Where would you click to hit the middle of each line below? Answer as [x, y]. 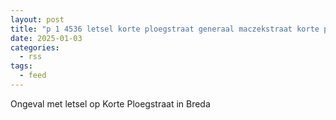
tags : [21, 66]
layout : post [37, 19]
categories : [35, 47]
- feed [33, 76]
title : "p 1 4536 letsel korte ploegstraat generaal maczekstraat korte [165, 29]
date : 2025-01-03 [46, 38]
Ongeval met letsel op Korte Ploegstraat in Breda [110, 103]
